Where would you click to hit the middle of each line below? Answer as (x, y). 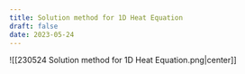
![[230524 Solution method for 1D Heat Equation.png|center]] (123, 60)
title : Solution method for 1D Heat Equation (96, 18)
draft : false (34, 26)
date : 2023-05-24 (42, 34)
